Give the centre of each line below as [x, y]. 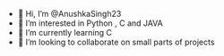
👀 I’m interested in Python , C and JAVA [90, 23]
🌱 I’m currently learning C [65, 32]
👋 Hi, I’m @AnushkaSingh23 [69, 14]
